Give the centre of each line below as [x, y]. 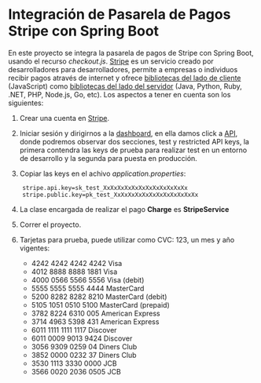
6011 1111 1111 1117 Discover [74, 330]
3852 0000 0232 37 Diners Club [84, 355]
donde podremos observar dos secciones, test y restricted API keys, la [134, 141]
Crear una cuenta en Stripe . [64, 118]
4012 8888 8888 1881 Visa [74, 272]
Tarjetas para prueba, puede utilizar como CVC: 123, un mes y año [127, 239]
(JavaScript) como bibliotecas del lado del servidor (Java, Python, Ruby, [125, 86]
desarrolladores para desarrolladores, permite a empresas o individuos [123, 69]
